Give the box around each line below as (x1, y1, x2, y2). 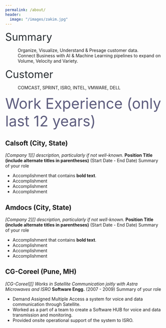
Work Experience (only (5, 94, 161, 113)
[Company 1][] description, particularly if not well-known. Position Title (5, 152, 152, 158)
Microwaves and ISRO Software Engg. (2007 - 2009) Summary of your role (5, 286, 161, 292)
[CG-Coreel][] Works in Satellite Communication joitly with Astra (5, 281, 138, 287)
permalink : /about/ (5, 7, 46, 13)
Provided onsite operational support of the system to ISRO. (12, 317, 134, 323)
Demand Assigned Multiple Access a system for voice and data (12, 296, 143, 302)
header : (5, 12, 21, 17)
